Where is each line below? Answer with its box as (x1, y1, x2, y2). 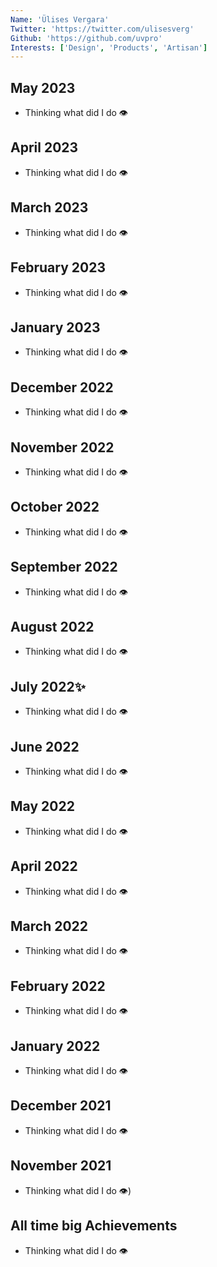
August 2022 (10, 618, 95, 635)
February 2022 (10, 977, 106, 995)
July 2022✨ (10, 678, 86, 695)
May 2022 (10, 798, 75, 815)
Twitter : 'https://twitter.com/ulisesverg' (10, 24, 195, 34)
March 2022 (10, 918, 89, 935)
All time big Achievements (10, 1217, 178, 1235)
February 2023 (10, 259, 106, 276)
